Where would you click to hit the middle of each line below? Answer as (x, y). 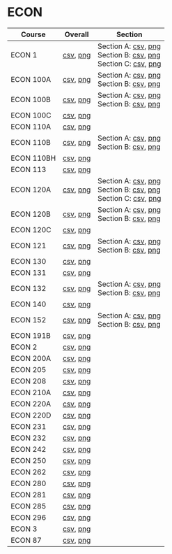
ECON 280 (29, 483)
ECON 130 (29, 261)
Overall (77, 34)
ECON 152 (29, 320)
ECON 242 (29, 449)
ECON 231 (29, 426)
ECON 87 (26, 540)
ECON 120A (31, 190)
